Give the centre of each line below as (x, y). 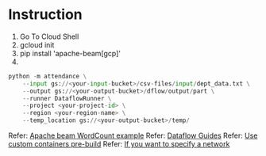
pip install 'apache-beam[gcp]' (70, 53)
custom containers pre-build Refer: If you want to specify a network (119, 144)
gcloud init (37, 44)
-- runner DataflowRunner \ (67, 98)
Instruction (45, 15)
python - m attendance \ (48, 76)
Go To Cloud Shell (49, 36)
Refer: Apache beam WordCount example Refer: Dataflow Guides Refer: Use (133, 135)
